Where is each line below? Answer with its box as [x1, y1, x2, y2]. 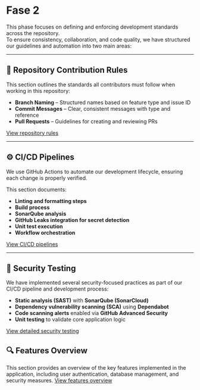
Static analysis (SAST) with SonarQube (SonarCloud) [14, 297, 149, 304]
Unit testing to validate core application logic [14, 316, 126, 323]
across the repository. [6, 29, 60, 36]
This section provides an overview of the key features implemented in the [6, 364, 186, 372]
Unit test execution [14, 223, 64, 230]
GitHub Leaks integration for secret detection [14, 216, 130, 223]
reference [14, 111, 39, 118]
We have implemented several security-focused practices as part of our [6, 279, 183, 286]
